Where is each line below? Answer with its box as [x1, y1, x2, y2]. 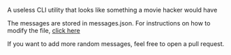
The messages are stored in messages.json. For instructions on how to [7, 19, 211, 27]
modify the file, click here [7, 27, 80, 34]
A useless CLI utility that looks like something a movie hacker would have [7, 6, 218, 14]
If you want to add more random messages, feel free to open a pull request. [7, 40, 225, 47]
